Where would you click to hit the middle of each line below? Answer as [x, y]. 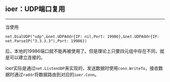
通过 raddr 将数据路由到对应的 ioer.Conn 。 [57, 74]
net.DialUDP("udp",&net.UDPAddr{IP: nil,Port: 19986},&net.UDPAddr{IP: [82, 36]
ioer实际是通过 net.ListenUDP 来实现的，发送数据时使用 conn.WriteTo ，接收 [82, 68]
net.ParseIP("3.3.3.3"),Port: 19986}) [46, 41]
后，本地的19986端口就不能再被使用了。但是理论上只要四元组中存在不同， [83, 51]
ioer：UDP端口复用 [35, 9]
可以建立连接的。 [27, 57]
